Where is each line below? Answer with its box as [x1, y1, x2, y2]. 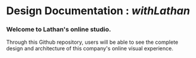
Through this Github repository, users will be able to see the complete [6, 38, 179, 46]
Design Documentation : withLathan [6, 4, 191, 18]
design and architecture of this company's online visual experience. [6, 45, 174, 52]
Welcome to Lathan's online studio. [6, 25, 111, 34]
